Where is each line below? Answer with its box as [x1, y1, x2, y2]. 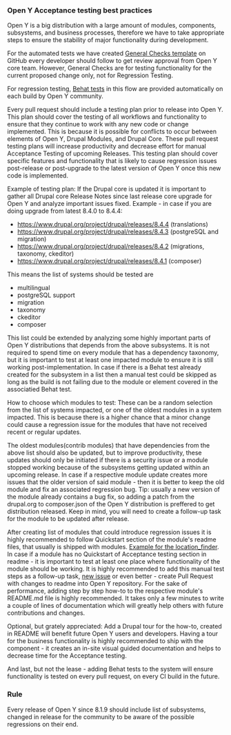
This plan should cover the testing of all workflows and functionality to [7, 113, 207, 121]
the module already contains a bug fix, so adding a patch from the [7, 493, 195, 501]
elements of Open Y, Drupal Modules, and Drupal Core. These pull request [7, 135, 219, 143]
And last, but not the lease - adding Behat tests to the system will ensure [7, 665, 214, 674]
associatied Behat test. [7, 385, 72, 394]
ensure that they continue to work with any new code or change [7, 120, 189, 128]
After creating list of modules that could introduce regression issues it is [7, 528, 212, 537]
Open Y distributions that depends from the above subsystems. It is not [7, 341, 210, 350]
